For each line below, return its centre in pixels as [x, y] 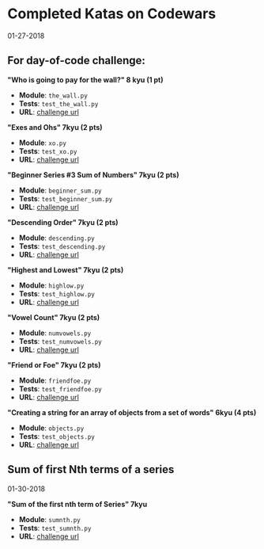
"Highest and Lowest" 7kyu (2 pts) [66, 269]
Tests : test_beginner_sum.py [66, 198]
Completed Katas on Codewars [112, 14]
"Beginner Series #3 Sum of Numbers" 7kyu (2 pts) [93, 174]
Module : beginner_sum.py [60, 190]
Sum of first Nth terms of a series [91, 469]
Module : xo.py [42, 143]
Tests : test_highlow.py [57, 293]
